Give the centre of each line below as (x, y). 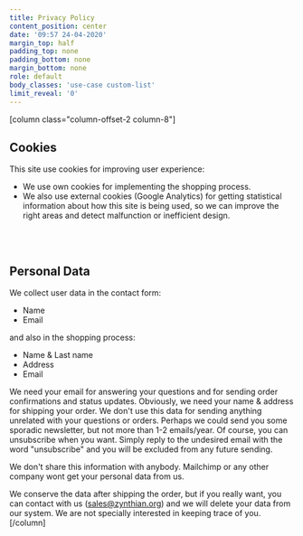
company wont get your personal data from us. (97, 476)
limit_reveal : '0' (44, 93)
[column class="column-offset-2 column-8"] (93, 119)
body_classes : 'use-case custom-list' (82, 85)
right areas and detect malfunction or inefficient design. (126, 216)
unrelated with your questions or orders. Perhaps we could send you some (148, 420)
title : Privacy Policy (52, 18)
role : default (36, 77)
